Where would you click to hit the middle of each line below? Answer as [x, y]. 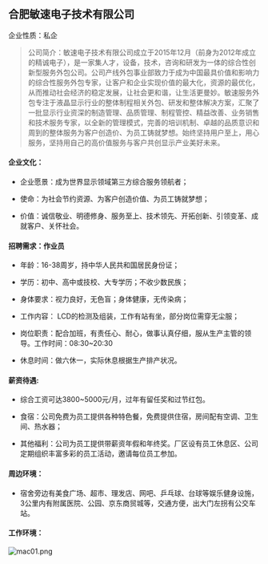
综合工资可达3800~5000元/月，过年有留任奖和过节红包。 [114, 400]
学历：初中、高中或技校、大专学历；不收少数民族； [104, 282]
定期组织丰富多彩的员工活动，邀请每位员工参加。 [100, 454]
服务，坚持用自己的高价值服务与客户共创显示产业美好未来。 [126, 142]
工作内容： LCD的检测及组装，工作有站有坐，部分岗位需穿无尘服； [130, 316]
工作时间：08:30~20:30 [74, 343]
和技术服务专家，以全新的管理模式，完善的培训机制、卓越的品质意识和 [144, 122]
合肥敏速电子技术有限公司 [71, 14]
